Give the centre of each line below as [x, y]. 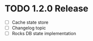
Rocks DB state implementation [44, 34]
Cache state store [30, 22]
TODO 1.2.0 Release [46, 9]
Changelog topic [29, 28]
